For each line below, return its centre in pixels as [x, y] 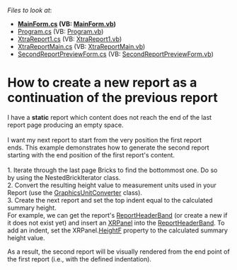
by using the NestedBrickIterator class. [64, 177]
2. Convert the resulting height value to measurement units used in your [112, 185]
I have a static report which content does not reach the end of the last [110, 117]
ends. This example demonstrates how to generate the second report [109, 147]
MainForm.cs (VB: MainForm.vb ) [67, 24]
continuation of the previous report [112, 98]
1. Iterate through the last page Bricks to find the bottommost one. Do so [112, 170]
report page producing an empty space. [65, 125]
